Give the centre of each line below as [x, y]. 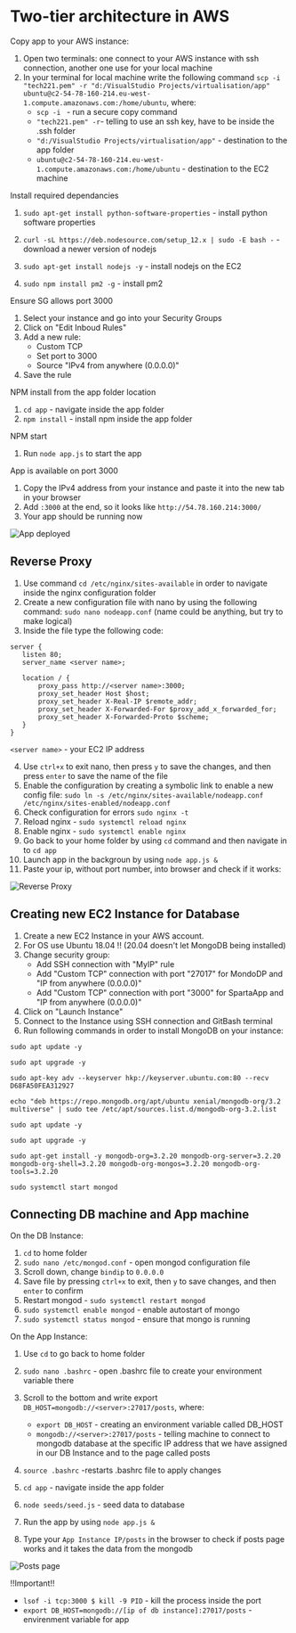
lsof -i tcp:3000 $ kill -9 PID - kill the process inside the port [142, 1601]
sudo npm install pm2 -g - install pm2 [93, 283]
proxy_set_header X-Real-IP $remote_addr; [118, 702]
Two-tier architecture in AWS [120, 16]
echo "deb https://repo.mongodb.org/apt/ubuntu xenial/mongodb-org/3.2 [145, 1101]
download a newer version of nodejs [90, 249]
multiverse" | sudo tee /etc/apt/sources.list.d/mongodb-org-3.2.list [144, 1109]
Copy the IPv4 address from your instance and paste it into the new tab [154, 488]
